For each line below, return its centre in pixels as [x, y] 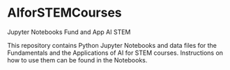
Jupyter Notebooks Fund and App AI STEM [69, 32]
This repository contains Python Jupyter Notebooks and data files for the [112, 45]
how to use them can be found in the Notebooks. [77, 60]
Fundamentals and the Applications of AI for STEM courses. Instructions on [115, 53]
